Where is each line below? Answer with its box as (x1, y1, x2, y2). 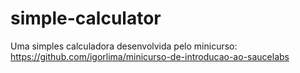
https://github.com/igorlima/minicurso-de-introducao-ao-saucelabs (10, 50, 290, 62)
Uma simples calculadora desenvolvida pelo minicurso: (10, 40, 238, 52)
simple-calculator (10, 7, 162, 30)
